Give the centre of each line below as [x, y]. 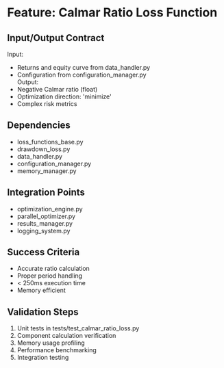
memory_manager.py [47, 171]
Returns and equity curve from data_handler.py [84, 67]
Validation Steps [43, 312]
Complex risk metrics [47, 104]
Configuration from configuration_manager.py [82, 75]
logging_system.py [43, 231]
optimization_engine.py [50, 209]
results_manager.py [45, 223]
